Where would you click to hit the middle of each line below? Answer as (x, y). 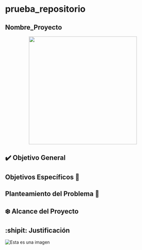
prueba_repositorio (45, 9)
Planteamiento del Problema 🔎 (52, 194)
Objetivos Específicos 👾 (42, 177)
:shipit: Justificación (37, 230)
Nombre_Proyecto (34, 27)
